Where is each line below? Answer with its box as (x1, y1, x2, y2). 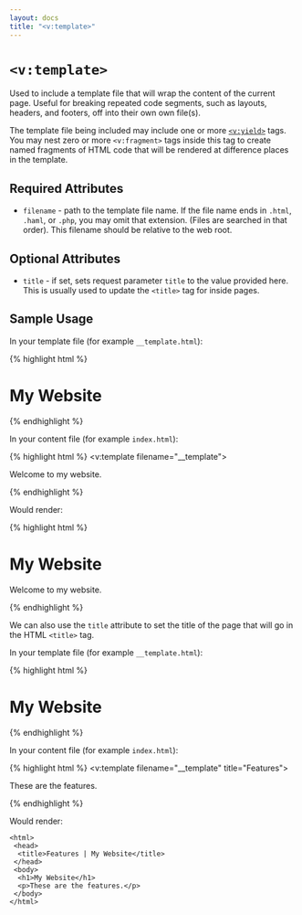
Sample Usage (9, 312, 94, 327)
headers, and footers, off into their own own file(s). (9, 107, 201, 119)
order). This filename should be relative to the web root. (22, 225, 233, 236)
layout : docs (9, 13, 59, 23)
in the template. (9, 154, 68, 165)
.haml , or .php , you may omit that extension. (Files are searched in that (22, 215, 287, 226)
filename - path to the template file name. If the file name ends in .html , (22, 205, 292, 216)
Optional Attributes (9, 250, 121, 266)
